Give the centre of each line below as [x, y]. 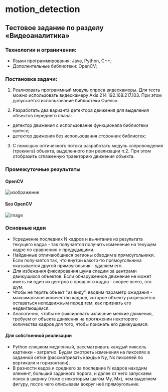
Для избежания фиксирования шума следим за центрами [74, 271]
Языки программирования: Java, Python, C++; [62, 61]
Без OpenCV [19, 204]
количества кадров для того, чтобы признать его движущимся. [80, 324]
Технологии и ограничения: [41, 50]
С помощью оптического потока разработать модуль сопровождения [88, 146]
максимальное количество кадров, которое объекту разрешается [84, 297]
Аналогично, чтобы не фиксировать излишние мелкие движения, [82, 313]
